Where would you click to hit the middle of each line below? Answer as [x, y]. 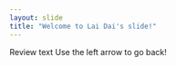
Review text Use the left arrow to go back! [88, 52]
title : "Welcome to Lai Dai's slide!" [83, 26]
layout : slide [36, 18]
